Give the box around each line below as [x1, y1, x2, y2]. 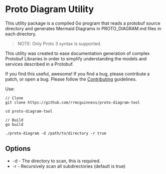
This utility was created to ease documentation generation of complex [5, 50, 150, 56]
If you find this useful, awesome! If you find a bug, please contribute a [5, 70, 150, 76]
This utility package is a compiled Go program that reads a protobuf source [5, 20, 160, 26]
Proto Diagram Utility [5, 4, 94, 15]
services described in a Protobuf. [5, 61, 74, 67]
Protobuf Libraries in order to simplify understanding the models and [5, 55, 147, 61]
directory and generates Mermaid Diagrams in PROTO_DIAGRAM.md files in [5, 25, 161, 31]
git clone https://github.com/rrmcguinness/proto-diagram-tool [5, 100, 140, 105]
